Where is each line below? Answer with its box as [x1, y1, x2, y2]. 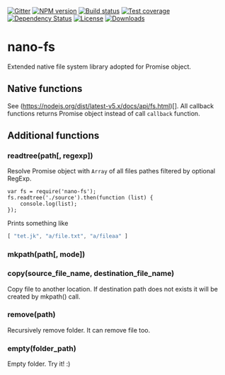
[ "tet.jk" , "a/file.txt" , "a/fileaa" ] [7, 233, 129, 240]
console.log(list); [20, 200, 78, 208]
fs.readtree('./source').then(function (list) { [7, 195, 154, 202]
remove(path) [7, 310, 56, 320]
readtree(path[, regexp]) [7, 151, 93, 161]
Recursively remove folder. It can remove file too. [7, 325, 151, 334]
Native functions [7, 83, 83, 95]
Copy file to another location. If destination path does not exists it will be [7, 284, 218, 293]
